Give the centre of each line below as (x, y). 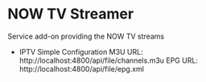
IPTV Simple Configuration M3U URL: (81, 51)
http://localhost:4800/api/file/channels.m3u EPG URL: (109, 60)
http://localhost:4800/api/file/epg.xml (81, 68)
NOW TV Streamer (71, 14)
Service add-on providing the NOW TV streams (86, 36)
